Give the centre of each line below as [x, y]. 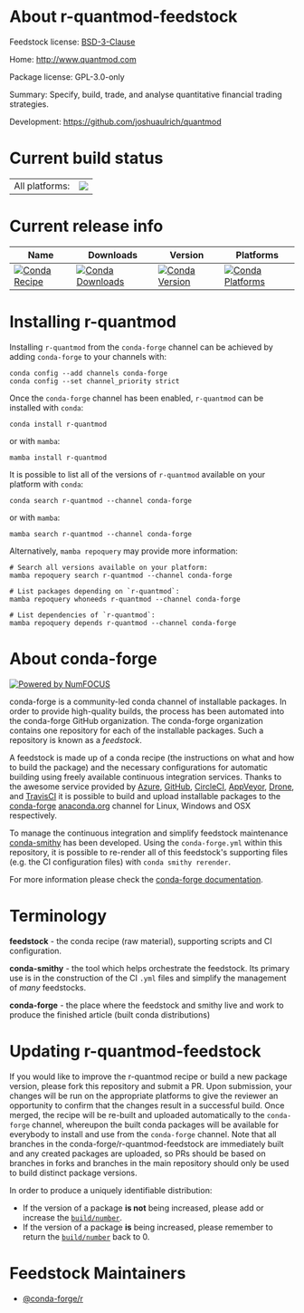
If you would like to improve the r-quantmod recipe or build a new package [148, 1076]
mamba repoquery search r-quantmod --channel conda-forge [121, 575]
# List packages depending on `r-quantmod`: [95, 591]
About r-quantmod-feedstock [123, 17]
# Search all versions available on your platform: [109, 567]
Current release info [86, 226]
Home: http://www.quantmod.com [73, 59]
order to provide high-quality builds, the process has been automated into [147, 711]
